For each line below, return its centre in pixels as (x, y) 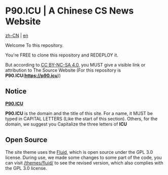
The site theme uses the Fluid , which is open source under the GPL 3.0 (79, 152)
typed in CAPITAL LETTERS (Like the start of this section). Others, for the (81, 119)
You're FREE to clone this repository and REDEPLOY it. (62, 55)
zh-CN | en (17, 35)
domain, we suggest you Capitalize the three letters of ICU (66, 124)
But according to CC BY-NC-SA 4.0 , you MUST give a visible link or (75, 65)
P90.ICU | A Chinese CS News (70, 11)
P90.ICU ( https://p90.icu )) (33, 75)
